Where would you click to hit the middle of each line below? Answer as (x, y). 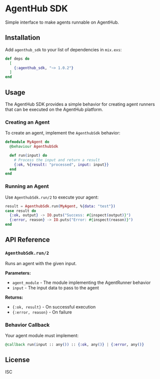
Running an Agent (27, 186)
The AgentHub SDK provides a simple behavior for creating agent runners (80, 104)
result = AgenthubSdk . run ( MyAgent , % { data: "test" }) (60, 206)
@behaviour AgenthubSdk (34, 147)
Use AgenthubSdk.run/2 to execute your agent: (52, 197)
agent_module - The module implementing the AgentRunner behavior (81, 282)
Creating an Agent (28, 122)
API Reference (28, 240)
